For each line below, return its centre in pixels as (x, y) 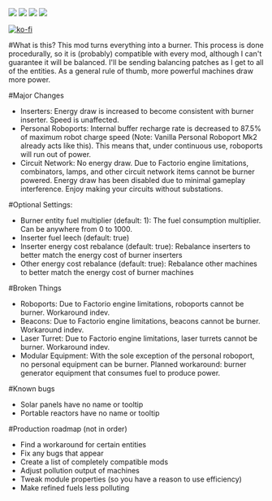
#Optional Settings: (41, 205)
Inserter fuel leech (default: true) (75, 237)
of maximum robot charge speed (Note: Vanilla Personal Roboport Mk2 (139, 137)
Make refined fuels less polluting (75, 488)
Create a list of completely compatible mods (94, 462)
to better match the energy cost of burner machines (107, 272)
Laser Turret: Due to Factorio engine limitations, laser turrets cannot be (139, 338)
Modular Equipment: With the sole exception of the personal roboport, (137, 355)
